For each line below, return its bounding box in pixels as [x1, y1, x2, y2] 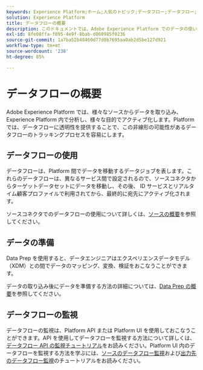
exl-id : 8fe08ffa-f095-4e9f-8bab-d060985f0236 [6, 31, 126, 37]
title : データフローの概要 [6, 20, 66, 26]
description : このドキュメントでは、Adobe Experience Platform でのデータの [6, 25, 188, 32]
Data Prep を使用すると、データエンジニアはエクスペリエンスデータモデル [6, 255, 190, 262]
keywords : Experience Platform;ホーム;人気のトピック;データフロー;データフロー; [6, 8, 198, 15]
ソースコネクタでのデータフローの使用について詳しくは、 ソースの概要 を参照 [6, 210, 196, 218]
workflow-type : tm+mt [6, 43, 61, 49]
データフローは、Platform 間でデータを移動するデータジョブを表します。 [6, 167, 187, 175]
